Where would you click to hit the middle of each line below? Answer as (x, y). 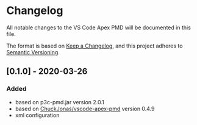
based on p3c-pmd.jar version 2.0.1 (60, 102)
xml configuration (37, 115)
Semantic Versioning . (33, 52)
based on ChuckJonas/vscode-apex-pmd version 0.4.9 (85, 109)
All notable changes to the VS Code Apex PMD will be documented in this (99, 27)
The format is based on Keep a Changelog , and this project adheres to (95, 46)
